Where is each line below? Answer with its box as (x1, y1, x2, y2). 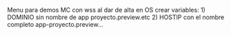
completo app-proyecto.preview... (7, 21, 103, 28)
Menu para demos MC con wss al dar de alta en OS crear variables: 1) (7, 6, 205, 14)
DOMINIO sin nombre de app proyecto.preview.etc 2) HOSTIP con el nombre (7, 13, 225, 21)
